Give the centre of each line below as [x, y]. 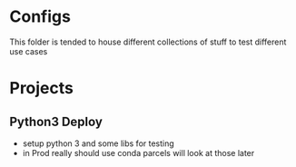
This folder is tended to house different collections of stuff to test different [148, 42]
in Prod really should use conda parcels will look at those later [138, 152]
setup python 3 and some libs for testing [98, 143]
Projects [42, 88]
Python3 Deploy [56, 121]
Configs [40, 17]
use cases [29, 51]
